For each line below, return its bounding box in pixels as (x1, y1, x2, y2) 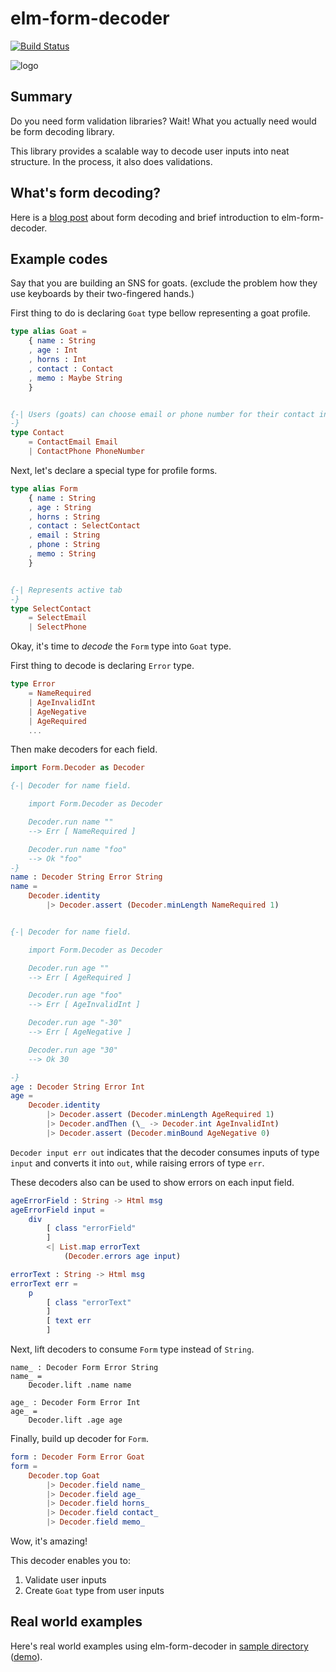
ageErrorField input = (10, 1205, 105, 1215)
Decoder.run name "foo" (28, 844, 128, 854)
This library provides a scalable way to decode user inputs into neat (10, 145, 290, 157)
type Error (10, 679, 56, 689)
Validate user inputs (24, 1574, 107, 1586)
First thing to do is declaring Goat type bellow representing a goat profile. (10, 307, 311, 319)
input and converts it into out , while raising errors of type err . (10, 1157, 265, 1169)
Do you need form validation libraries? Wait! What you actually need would (10, 115, 317, 127)
